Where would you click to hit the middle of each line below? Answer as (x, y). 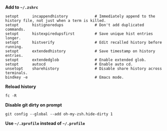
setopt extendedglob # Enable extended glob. (76, 60)
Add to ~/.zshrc (22, 7)
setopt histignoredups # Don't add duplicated (74, 25)
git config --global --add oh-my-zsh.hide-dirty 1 (59, 114)
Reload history (21, 86)
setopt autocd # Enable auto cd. (69, 64)
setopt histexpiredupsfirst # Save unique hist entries (79, 34)
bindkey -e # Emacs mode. (64, 77)
